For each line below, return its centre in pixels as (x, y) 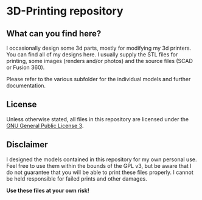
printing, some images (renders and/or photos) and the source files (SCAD (100, 61)
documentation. (26, 85)
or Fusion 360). (26, 67)
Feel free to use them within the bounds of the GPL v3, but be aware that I (99, 165)
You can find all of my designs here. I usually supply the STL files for (92, 55)
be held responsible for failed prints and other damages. (77, 178)
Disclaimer (27, 145)
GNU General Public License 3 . (45, 125)
